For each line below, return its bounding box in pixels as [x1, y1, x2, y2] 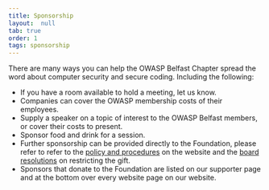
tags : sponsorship [8, 42, 70, 50]
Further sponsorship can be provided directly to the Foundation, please [19, 139, 257, 148]
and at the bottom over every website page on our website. [19, 173, 217, 183]
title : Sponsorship [8, 11, 74, 20]
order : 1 [8, 34, 38, 42]
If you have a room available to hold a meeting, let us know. [19, 87, 217, 97]
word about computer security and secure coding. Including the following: [8, 72, 255, 82]
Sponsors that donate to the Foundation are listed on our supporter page [19, 164, 262, 174]
